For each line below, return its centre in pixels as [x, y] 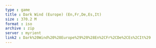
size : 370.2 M [21, 19]
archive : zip [20, 28]
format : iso [19, 24]
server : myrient [23, 33]
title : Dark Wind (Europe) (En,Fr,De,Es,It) [53, 14]
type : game [17, 10]
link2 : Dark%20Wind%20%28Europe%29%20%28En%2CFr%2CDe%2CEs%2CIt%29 [78, 38]
